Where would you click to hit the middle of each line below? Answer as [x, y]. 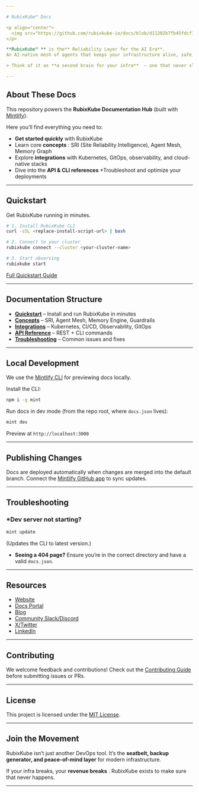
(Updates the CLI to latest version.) [49, 543]
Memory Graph [33, 151]
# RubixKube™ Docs [29, 17]
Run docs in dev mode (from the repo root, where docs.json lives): [87, 411]
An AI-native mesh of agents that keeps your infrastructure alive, [92, 55]
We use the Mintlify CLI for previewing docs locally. [69, 377]
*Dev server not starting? [44, 519]
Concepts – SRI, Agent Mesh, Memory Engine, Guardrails [85, 320]
